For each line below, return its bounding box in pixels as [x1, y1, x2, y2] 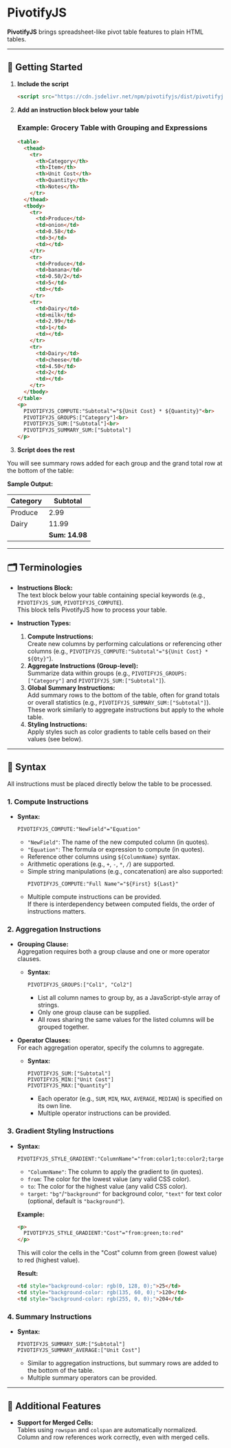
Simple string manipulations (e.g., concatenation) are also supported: [27, 867, 223, 875]
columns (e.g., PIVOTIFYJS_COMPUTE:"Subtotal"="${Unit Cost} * [27, 647, 208, 655]
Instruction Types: [16, 619, 71, 627]
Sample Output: [7, 480, 54, 488]
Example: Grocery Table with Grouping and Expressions [16, 123, 208, 132]
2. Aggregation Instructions [7, 924, 102, 934]
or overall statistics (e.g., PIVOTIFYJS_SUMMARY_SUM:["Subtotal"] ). [27, 698, 211, 706]
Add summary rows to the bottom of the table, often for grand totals [27, 691, 220, 699]
